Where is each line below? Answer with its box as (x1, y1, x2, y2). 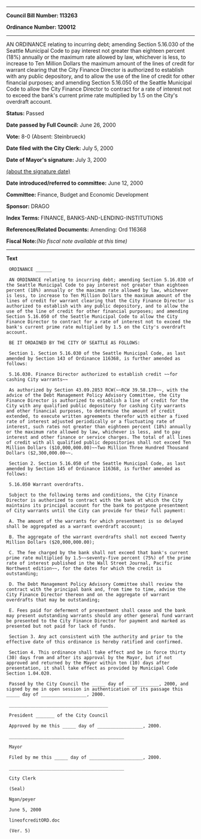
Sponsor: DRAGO (6, 203, 50, 210)
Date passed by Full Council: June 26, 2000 (6, 121, 117, 128)
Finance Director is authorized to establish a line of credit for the (6, 398, 188, 404)
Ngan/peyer (8, 796, 36, 802)
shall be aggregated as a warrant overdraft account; (6, 524, 144, 530)
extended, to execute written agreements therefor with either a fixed (6, 413, 188, 419)
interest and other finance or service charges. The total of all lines (6, 434, 191, 440)
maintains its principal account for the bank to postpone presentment (6, 503, 188, 509)
